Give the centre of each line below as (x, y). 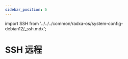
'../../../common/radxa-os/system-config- (82, 23)
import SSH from (22, 23)
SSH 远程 (24, 50)
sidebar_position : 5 (26, 10)
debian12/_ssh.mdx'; (26, 29)
